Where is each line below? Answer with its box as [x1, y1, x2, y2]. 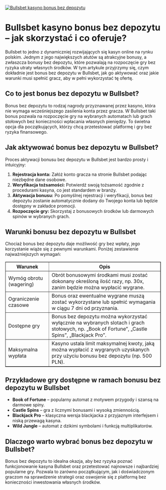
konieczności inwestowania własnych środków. [5, 479, 101, 485]
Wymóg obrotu [8, 275, 43, 282]
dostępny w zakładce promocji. [12, 203, 77, 209]
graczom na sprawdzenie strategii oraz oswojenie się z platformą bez [5, 474, 147, 480]
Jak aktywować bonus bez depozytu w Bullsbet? [5, 144, 159, 152]
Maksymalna [8, 346, 38, 353]
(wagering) [8, 281, 35, 288]
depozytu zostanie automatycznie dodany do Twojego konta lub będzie [12, 197, 158, 203]
